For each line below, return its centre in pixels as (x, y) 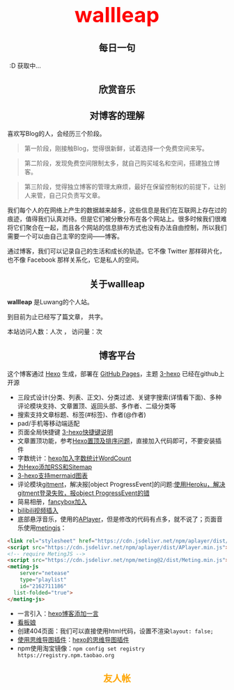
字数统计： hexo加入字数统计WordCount (74, 458)
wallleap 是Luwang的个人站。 (50, 302)
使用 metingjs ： (45, 528)
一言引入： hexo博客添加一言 (58, 613)
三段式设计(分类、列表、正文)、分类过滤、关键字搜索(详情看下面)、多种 (119, 397)
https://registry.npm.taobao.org (66, 655)
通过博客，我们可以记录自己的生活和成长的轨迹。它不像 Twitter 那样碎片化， (117, 251)
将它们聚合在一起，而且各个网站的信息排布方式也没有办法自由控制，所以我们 (117, 228)
